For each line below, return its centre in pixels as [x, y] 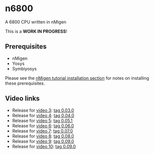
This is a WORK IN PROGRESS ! [36, 31]
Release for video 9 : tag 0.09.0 [43, 141]
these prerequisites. [25, 83]
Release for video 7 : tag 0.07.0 [42, 131]
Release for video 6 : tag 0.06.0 [43, 126]
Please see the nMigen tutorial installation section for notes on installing [77, 78]
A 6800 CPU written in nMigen [36, 22]
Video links [22, 98]
